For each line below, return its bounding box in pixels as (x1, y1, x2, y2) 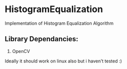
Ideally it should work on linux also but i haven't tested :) (5, 58, 122, 64)
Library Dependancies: (5, 35, 79, 43)
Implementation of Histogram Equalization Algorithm (5, 20, 114, 26)
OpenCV (12, 48, 30, 54)
